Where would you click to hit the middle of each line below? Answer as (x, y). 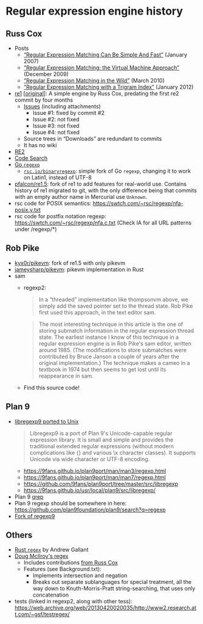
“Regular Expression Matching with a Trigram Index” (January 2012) (108, 87)
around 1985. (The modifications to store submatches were (112, 350)
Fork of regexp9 (35, 516)
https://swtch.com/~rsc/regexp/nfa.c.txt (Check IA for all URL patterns (103, 223)
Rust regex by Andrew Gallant (51, 550)
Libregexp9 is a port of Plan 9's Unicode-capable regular (101, 433)
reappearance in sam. (66, 376)
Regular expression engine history (95, 11)
